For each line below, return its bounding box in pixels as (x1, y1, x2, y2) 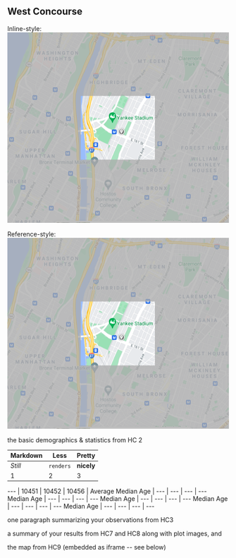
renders (48, 463, 71, 470)
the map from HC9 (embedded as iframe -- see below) (7, 543, 167, 552)
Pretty (76, 451, 96, 460)
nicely (76, 461, 96, 470)
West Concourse (7, 6, 83, 18)
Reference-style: (7, 230, 56, 238)
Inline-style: (7, 24, 42, 32)
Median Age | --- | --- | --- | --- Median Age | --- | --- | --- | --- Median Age (7, 495, 228, 503)
